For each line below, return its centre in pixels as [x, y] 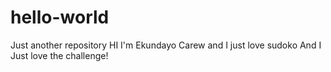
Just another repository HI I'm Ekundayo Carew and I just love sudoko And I [166, 45]
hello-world [60, 17]
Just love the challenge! [59, 55]
